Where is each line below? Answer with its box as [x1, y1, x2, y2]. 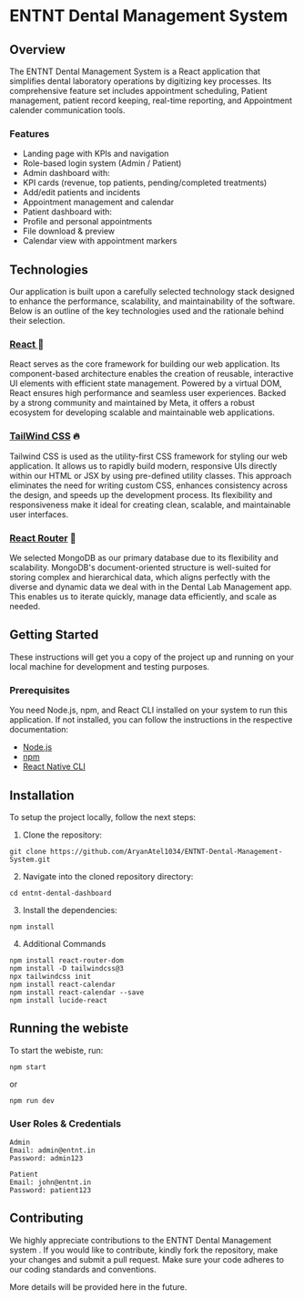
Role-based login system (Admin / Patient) [22, 158, 182, 169]
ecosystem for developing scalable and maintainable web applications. [9, 407, 276, 418]
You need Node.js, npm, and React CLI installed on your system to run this [9, 704, 289, 716]
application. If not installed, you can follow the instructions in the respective [9, 714, 293, 725]
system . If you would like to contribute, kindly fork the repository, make [9, 1244, 279, 1255]
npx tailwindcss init [9, 972, 92, 981]
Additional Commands [22, 938, 106, 949]
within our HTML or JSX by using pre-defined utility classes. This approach [9, 470, 292, 481]
